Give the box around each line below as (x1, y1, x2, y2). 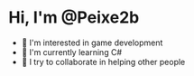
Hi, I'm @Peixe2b (8, 7, 140, 28)
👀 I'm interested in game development (21, 37, 163, 48)
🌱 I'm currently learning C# (21, 46, 123, 57)
